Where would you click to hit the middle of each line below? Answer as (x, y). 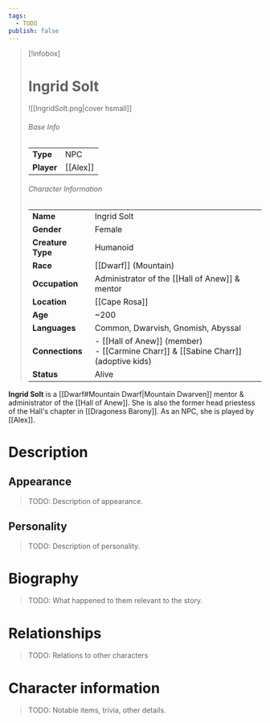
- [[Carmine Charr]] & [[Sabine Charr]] (169, 351)
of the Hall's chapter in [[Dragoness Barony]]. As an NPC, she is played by (131, 411)
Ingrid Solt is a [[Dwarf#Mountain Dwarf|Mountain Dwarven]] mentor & (126, 394)
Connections (57, 351)
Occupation (55, 283)
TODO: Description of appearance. (85, 501)
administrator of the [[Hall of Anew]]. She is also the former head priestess (132, 403)
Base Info (44, 126)
